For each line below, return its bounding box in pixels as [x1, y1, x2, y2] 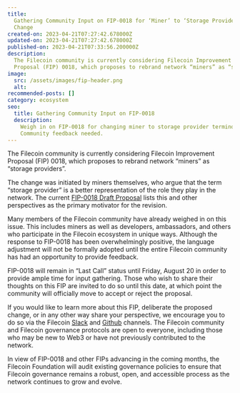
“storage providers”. [7, 165, 66, 173]
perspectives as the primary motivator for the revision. [7, 201, 168, 210]
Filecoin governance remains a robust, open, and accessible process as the [7, 370, 230, 379]
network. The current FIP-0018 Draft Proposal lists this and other [7, 193, 198, 202]
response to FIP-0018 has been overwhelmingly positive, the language [7, 238, 215, 246]
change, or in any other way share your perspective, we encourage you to [7, 311, 225, 320]
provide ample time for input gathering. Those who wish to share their [7, 274, 213, 282]
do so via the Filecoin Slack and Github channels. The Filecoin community [7, 318, 225, 327]
